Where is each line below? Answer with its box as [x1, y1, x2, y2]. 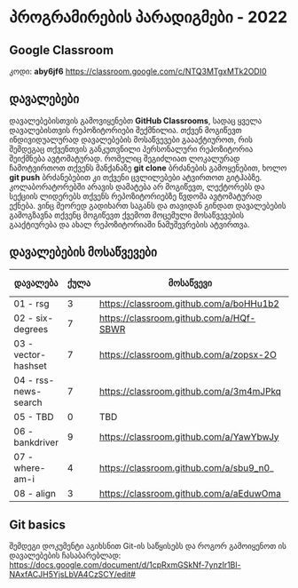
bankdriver [13, 436, 59, 449]
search [13, 396, 43, 409]
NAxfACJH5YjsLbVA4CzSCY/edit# [9, 569, 136, 580]
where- [13, 461, 46, 473]
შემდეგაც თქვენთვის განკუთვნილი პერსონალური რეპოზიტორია [9, 143, 254, 154]
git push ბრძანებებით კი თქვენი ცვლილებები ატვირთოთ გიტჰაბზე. [9, 171, 263, 182]
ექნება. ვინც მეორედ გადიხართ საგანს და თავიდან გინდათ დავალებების [9, 200, 286, 211]
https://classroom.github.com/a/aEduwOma [98, 487, 281, 499]
